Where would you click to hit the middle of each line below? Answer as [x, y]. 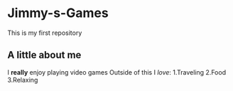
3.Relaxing [23, 80]
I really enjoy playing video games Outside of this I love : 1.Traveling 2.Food [116, 72]
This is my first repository [45, 33]
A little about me [44, 55]
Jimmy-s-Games [58, 13]
